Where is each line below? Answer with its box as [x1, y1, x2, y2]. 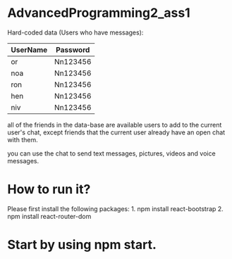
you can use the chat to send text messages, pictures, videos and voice [7, 149, 216, 158]
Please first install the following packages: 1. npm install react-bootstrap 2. [7, 204, 224, 213]
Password [56, 44, 90, 54]
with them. [7, 135, 38, 144]
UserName [11, 44, 48, 54]
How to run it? [7, 182, 91, 198]
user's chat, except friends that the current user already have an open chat [7, 128, 226, 137]
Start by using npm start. [7, 237, 157, 253]
